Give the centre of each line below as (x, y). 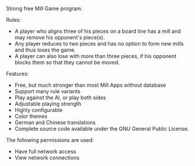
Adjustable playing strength (48, 104)
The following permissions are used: (50, 140)
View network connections (47, 157)
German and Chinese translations (55, 122)
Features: (18, 74)
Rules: (14, 20)
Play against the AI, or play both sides (60, 97)
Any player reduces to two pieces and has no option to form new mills (99, 44)
